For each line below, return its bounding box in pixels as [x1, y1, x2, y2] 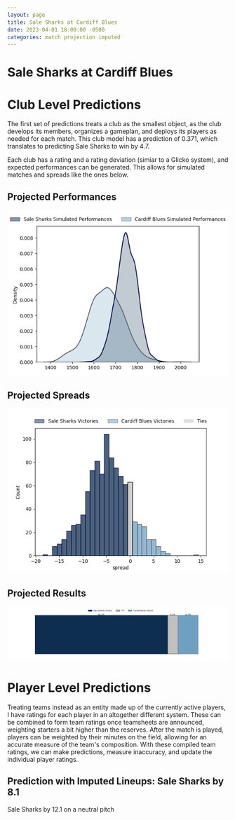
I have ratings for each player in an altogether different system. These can [7, 710, 222, 718]
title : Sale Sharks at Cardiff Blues [7, 18, 118, 26]
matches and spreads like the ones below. [7, 170, 129, 179]
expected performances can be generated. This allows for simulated [7, 163, 206, 172]
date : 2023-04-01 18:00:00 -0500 [7, 26, 105, 33]
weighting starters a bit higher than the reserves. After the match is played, [7, 725, 224, 734]
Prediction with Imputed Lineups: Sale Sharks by [7, 775, 224, 788]
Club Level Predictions [7, 97, 142, 112]
